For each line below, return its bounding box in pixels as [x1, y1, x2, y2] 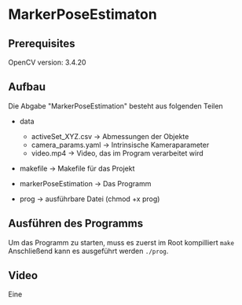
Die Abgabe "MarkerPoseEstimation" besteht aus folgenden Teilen [8, 101, 224, 111]
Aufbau [8, 80, 46, 94]
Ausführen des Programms [8, 217, 144, 230]
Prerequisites [8, 37, 75, 50]
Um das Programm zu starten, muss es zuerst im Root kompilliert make [8, 237, 234, 247]
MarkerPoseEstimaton [8, 6, 157, 24]
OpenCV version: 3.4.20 [8, 57, 86, 67]
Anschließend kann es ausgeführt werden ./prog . [8, 246, 169, 255]
